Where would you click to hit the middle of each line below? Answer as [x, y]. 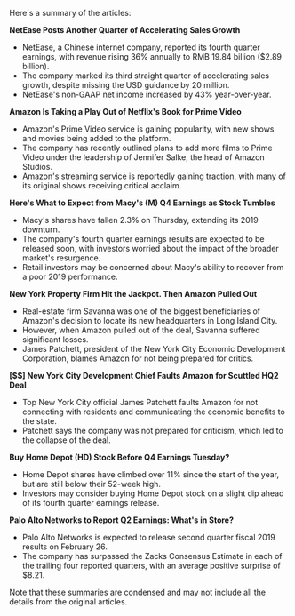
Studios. [37, 167]
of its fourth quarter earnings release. [91, 503]
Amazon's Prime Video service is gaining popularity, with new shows [148, 129]
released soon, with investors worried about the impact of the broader [151, 248]
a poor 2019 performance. [70, 276]
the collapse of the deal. [66, 440]
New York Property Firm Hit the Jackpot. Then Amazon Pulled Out [133, 294]
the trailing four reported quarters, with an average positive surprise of [151, 565]
